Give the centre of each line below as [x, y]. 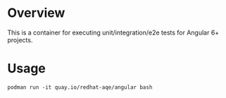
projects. [20, 39]
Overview [36, 13]
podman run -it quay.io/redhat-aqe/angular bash [80, 87]
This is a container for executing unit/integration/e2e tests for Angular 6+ [113, 32]
